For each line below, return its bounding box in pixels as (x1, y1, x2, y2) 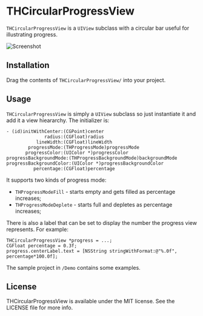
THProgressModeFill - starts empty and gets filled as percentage (15, 188, 176, 195)
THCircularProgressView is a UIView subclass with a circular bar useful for (6, 24, 190, 32)
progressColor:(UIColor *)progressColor (25, 149, 129, 156)
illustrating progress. (6, 30, 58, 38)
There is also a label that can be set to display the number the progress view (6, 219, 197, 226)
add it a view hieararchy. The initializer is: (6, 117, 110, 124)
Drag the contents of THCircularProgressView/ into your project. (6, 76, 166, 83)
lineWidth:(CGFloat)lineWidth (36, 139, 113, 145)
